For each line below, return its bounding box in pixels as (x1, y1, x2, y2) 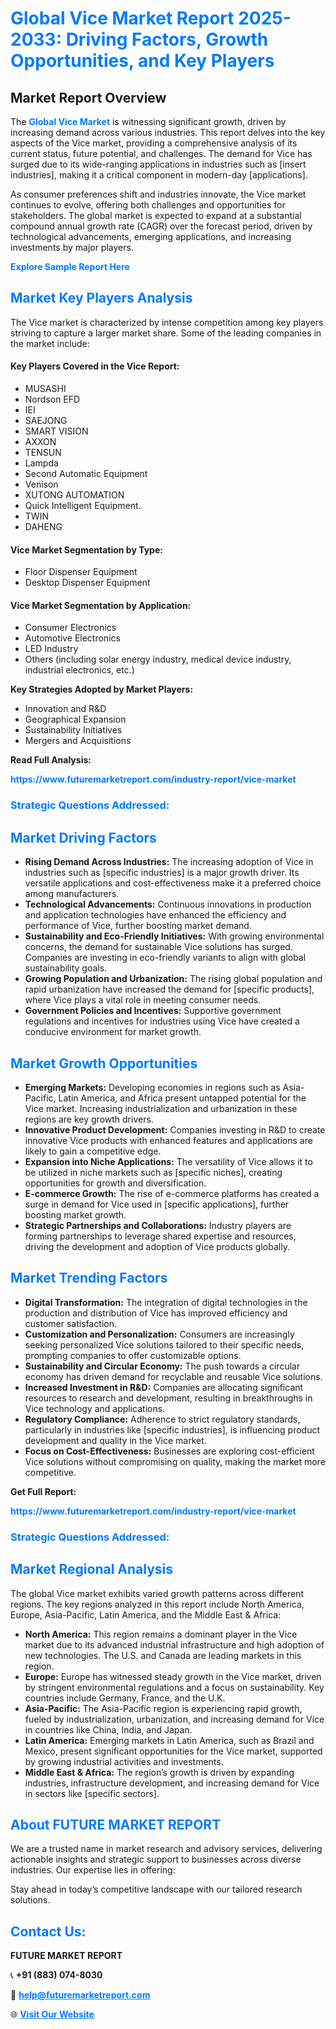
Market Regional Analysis (10, 1561, 174, 1578)
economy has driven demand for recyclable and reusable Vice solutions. (24, 1370, 323, 1382)
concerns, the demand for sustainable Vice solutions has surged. (24, 941, 293, 953)
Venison (24, 478, 59, 491)
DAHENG (24, 521, 63, 533)
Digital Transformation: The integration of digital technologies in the (24, 1296, 308, 1308)
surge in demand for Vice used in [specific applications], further (24, 1198, 290, 1210)
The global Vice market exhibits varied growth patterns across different (10, 1587, 304, 1599)
